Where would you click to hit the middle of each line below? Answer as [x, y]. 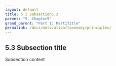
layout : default [22, 10]
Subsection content [25, 59]
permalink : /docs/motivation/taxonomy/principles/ [58, 28]
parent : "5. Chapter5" [28, 19]
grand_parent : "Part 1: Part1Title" [43, 23]
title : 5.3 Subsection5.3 [32, 14]
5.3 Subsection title [36, 48]
